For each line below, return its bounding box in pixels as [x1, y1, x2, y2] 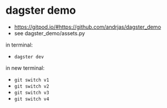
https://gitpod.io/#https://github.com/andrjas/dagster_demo [14, 23, 162, 30]
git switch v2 [14, 83, 49, 90]
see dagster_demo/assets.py [14, 29, 86, 36]
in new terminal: [5, 64, 45, 72]
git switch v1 [14, 77, 49, 83]
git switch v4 [14, 96, 49, 102]
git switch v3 [14, 90, 49, 95]
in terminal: [5, 41, 33, 48]
